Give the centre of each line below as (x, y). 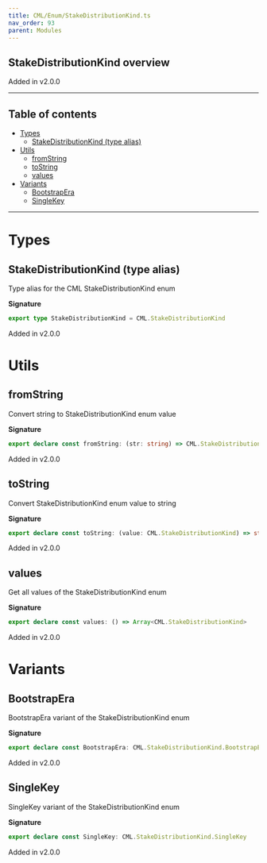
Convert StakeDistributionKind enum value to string (92, 503)
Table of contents (52, 114)
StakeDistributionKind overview (89, 62)
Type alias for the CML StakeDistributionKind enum (92, 288)
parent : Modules (35, 30)
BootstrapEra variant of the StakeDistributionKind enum (99, 718)
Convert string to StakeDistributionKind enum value (92, 414)
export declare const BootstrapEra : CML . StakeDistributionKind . (117, 748)
